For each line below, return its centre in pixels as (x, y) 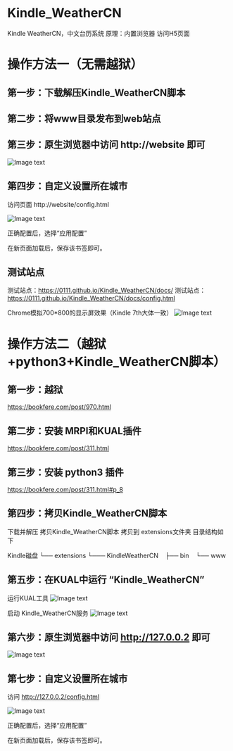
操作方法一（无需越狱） (75, 64)
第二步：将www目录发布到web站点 (84, 119)
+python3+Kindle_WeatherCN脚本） (117, 361)
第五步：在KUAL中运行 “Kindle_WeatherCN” (106, 580)
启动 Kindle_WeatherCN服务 (48, 613)
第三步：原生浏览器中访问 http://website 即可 (106, 145)
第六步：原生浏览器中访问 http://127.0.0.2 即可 (109, 637)
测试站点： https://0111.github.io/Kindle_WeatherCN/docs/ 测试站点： (107, 291)
